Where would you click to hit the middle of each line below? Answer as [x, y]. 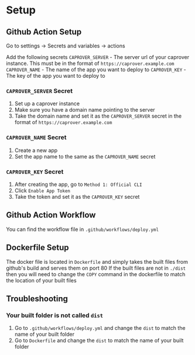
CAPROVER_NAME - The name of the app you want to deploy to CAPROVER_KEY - [96, 70]
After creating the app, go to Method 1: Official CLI [78, 184]
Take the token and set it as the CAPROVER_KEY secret [77, 197]
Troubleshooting [37, 299]
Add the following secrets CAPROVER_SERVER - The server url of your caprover [97, 57]
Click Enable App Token [42, 190]
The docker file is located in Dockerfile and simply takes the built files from [97, 261]
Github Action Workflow [51, 215]
